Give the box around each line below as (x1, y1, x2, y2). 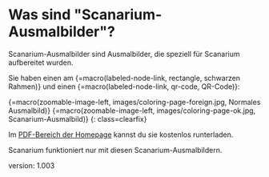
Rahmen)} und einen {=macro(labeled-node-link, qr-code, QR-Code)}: (8, 82, 240, 91)
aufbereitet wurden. (8, 58, 74, 67)
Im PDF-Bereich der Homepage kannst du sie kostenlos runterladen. (8, 130, 234, 139)
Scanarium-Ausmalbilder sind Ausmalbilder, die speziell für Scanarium (8, 49, 240, 58)
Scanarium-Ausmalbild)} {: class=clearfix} (8, 114, 147, 123)
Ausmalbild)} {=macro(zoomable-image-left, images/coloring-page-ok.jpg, (8, 106, 256, 115)
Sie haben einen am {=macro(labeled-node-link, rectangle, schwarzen (8, 73, 241, 82)
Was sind (8, 6, 71, 24)
